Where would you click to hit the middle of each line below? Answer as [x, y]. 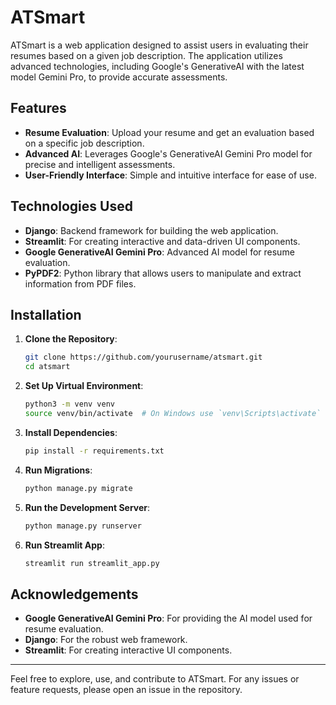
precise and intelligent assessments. [100, 164]
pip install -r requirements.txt [94, 451]
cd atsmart [47, 367]
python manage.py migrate [78, 488]
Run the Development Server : [87, 507]
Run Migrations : [58, 470]
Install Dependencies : [71, 432]
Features [38, 108]
